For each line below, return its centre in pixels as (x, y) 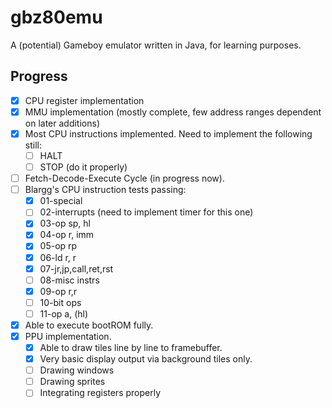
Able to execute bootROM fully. (89, 325)
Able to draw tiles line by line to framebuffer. (131, 347)
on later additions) (62, 123)
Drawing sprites (72, 382)
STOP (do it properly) (83, 167)
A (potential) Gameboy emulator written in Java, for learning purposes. (156, 45)
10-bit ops (60, 302)
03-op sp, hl (65, 223)
